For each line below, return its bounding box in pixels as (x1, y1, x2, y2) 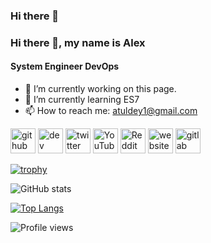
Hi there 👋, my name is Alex (10, 35, 146, 49)
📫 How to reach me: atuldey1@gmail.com (24, 105, 198, 117)
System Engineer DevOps (10, 60, 120, 73)
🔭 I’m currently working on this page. (24, 83, 177, 95)
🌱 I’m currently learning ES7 (24, 94, 140, 106)
